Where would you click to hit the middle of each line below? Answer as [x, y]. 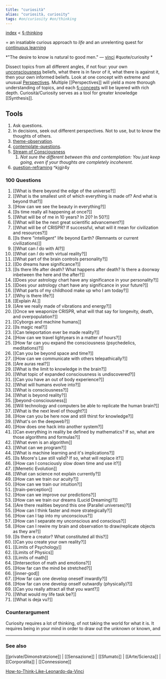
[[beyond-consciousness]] [40, 400]
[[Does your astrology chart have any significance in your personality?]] [86, 280]
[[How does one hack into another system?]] [58, 427]
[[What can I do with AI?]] [39, 249]
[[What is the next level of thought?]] [50, 411]
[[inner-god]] [26, 573]
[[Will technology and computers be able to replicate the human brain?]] [86, 406]
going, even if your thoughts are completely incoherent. [77, 162]
